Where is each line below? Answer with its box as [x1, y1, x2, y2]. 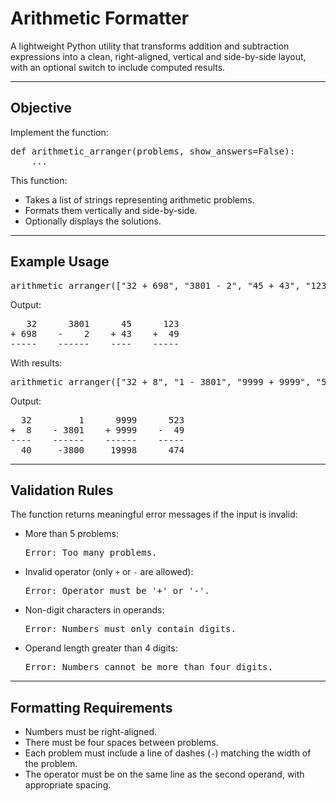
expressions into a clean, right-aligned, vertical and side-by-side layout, [10, 50, 307, 62]
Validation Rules [10, 482, 114, 499]
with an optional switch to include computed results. [10, 61, 226, 73]
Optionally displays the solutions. [24, 215, 162, 227]
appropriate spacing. [24, 779, 112, 791]
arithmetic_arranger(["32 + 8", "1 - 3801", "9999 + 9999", [10, 376, 312, 387]
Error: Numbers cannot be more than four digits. [24, 662, 273, 673]
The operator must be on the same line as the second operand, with [24, 768, 305, 781]
